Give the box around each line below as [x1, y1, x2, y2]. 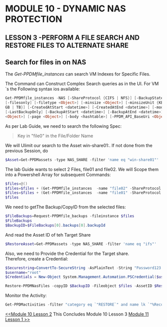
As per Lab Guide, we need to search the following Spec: [5, 123, 122, 129]
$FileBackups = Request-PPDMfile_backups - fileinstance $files [5, 214, 135, 219]
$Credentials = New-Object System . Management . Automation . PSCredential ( [5, 274, 157, 280]
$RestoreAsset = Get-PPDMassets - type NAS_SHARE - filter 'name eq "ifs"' [5, 242, 157, 246]
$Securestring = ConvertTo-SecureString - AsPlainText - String [5, 265, 133, 270]
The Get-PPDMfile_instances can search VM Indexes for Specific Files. [5, 71, 151, 77]
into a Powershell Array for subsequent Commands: [5, 171, 111, 177]
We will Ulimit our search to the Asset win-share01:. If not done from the [5, 142, 153, 148]
